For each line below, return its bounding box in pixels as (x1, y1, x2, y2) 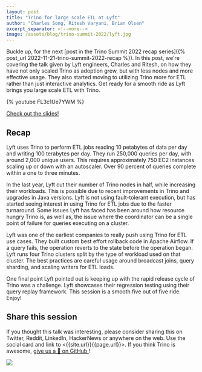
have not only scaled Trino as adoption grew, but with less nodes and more (6, 67, 194, 74)
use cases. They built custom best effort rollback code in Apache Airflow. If (6, 237, 194, 245)
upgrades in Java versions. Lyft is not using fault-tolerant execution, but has (6, 194, 196, 201)
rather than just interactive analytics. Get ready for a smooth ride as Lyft (6, 80, 186, 88)
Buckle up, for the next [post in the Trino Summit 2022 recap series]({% (6, 48, 186, 55)
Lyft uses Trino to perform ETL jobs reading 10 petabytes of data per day (6, 143, 187, 151)
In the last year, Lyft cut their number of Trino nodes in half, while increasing (6, 181, 196, 188)
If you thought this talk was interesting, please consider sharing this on (6, 328, 183, 335)
